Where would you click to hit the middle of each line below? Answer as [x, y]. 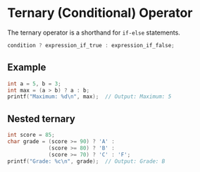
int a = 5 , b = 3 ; [34, 84]
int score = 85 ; [31, 135]
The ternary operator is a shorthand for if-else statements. [94, 32]
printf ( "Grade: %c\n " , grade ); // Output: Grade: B [86, 161]
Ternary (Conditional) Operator [100, 13]
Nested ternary [41, 119]
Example [27, 67]
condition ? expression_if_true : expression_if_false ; [91, 45]
